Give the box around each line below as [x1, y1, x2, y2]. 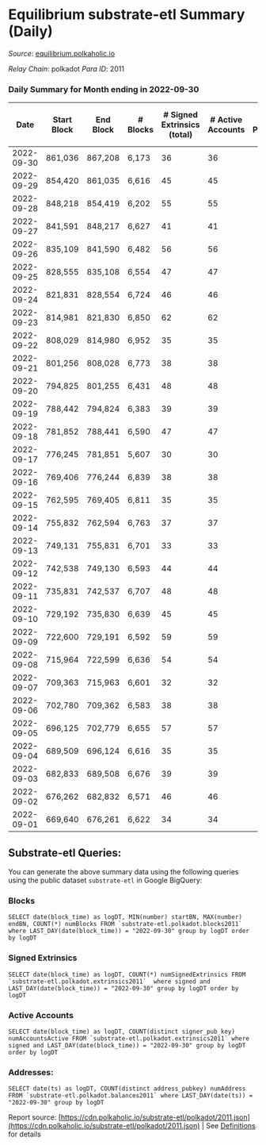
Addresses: [8, 1066, 54, 1078]
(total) [169, 129, 192, 140]
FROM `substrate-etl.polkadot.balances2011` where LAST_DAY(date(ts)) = [8, 1092, 253, 1100]
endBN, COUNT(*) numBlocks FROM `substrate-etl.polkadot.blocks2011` [8, 920, 243, 928]
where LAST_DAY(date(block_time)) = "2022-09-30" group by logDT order [8, 927, 249, 936]
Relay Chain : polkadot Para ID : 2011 [8, 63, 125, 73]
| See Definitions [201, 1121, 256, 1131]
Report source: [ [8, 1112, 62, 1122]
